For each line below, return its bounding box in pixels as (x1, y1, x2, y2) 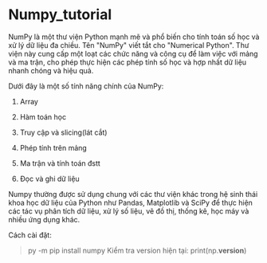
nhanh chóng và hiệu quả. (8, 65, 94, 75)
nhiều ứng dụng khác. (8, 214, 80, 224)
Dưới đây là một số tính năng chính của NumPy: (8, 81, 164, 91)
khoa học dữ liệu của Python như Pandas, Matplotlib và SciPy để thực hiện (8, 198, 253, 207)
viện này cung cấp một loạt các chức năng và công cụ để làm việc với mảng (8, 49, 258, 58)
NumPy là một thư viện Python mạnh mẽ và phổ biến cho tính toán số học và (8, 32, 260, 41)
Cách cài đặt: (8, 230, 52, 240)
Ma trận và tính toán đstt (19, 158, 101, 168)
